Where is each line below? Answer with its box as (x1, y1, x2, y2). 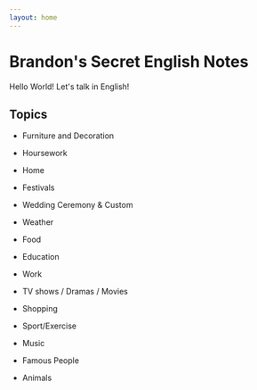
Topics (9, 106, 48, 121)
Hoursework (21, 148, 68, 159)
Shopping (21, 303, 58, 314)
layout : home (9, 12, 58, 22)
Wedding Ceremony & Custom (21, 200, 133, 211)
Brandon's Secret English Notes (9, 51, 249, 71)
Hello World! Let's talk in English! (9, 81, 130, 92)
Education (21, 252, 60, 262)
